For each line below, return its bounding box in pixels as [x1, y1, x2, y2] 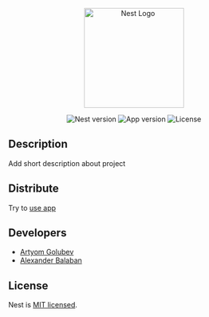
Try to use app [8, 203, 57, 212]
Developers [8, 226, 67, 240]
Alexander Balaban [19, 256, 82, 265]
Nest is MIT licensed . [8, 300, 78, 310]
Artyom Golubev [19, 248, 74, 257]
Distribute [8, 182, 59, 196]
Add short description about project [8, 158, 126, 168]
